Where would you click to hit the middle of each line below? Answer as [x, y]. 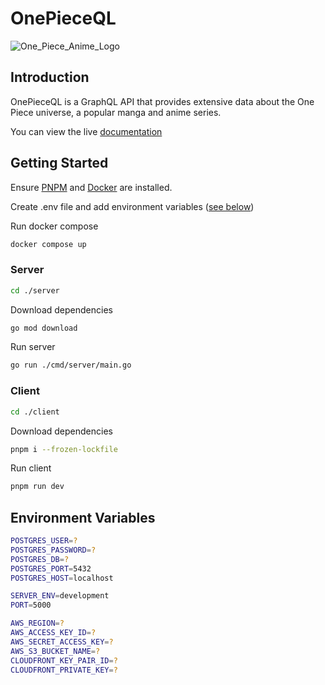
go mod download [44, 328]
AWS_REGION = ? [37, 623]
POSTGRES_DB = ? [40, 559]
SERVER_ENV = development [60, 596]
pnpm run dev [37, 487]
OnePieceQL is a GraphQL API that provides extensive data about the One [162, 101]
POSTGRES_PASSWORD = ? [53, 550]
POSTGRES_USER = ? [44, 541]
